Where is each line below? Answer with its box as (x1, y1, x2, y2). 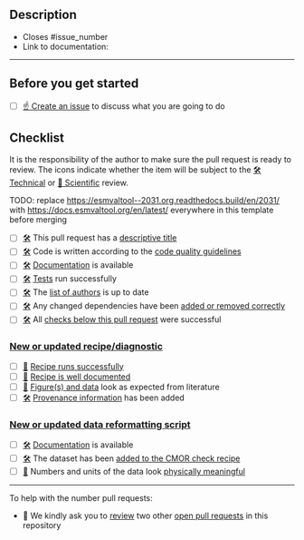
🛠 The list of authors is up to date (22, 287, 149, 298)
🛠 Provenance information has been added (22, 392, 185, 403)
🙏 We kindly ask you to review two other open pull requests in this (22, 510, 269, 521)
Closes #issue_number (22, 31, 109, 42)
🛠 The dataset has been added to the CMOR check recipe (22, 453, 241, 464)
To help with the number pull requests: (9, 493, 154, 504)
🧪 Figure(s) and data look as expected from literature (22, 381, 220, 392)
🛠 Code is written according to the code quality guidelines (22, 246, 242, 257)
